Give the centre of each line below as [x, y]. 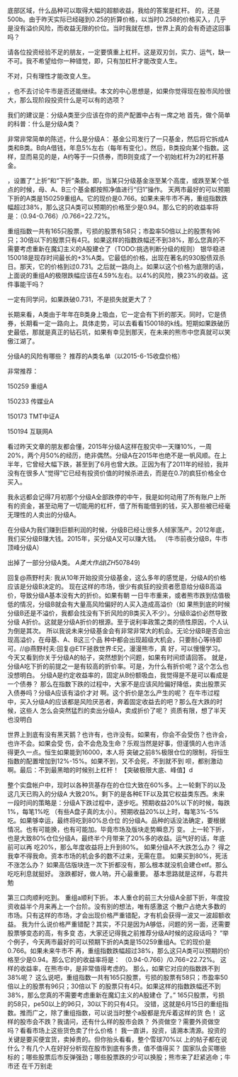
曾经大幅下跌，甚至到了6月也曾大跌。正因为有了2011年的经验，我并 [130, 464]
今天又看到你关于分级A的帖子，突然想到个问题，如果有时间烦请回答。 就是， [119, 657]
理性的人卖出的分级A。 [46, 515]
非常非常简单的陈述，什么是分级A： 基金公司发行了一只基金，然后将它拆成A [118, 139]
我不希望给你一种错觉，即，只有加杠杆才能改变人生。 [103, 61]
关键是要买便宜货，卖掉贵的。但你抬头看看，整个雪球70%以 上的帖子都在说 [118, 1039]
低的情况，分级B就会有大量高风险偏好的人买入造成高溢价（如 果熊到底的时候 [119, 604]
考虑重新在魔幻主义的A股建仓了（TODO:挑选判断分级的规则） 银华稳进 [122, 249]
